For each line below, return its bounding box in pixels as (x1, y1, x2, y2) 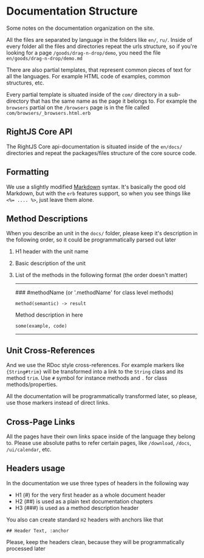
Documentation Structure (6, 4, 138, 18)
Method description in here (15, 311, 83, 319)
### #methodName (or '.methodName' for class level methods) (15, 289, 174, 296)
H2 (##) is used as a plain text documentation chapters (15, 497, 153, 505)
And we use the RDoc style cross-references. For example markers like (6, 362, 185, 369)
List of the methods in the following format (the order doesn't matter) (15, 272, 188, 279)
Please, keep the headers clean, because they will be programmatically (6, 538, 185, 545)
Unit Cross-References (6, 345, 95, 356)
